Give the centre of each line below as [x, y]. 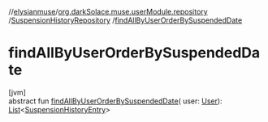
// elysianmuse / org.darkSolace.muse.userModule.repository [108, 12]
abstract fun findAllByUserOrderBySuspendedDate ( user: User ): [115, 101]
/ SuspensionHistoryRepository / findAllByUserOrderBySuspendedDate [125, 20]
